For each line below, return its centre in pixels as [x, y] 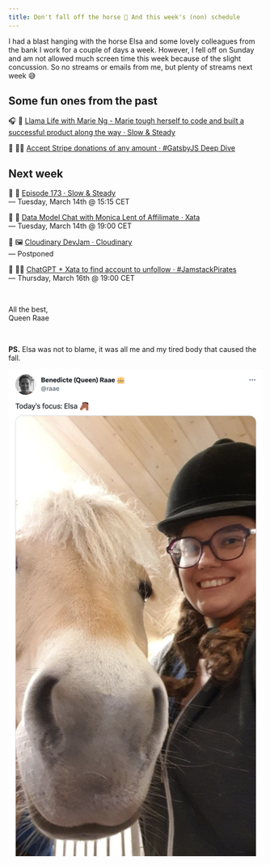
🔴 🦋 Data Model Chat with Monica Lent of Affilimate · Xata [104, 218]
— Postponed [31, 254]
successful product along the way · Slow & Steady [92, 133]
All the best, [28, 310]
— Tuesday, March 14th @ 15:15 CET [69, 201]
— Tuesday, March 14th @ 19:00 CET [70, 226]
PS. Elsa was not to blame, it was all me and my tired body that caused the [133, 350]
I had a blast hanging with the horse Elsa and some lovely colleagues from [132, 41]
